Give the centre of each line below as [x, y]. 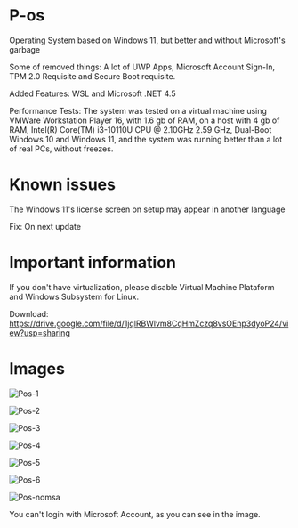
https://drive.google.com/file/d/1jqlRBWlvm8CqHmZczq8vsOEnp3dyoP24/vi [149, 323]
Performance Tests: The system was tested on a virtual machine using [138, 110]
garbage [25, 49]
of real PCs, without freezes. [61, 149]
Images [37, 369]
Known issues [62, 185]
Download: [29, 313]
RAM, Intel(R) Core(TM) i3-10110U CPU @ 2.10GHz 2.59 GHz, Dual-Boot [141, 129]
